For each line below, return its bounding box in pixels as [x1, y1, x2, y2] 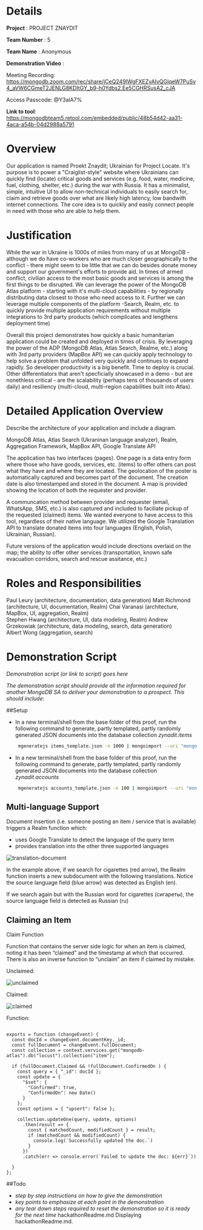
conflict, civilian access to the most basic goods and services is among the [6, 274, 194, 282]
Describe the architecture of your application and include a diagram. [6, 424, 177, 432]
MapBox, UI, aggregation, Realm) [6, 609, 89, 617]
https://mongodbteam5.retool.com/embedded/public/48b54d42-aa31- [6, 114, 183, 121]
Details [6, 4, 42, 18]
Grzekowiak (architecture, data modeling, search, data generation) [6, 622, 173, 630]
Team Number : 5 [6, 36, 51, 43]
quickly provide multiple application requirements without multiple [6, 307, 171, 314]
